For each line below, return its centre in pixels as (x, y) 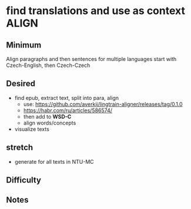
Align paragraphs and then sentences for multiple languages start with (91, 59)
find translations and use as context (95, 11)
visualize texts (32, 129)
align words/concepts (50, 123)
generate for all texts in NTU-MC (54, 161)
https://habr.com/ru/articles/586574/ (68, 110)
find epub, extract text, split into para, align (67, 97)
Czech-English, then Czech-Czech (48, 65)
